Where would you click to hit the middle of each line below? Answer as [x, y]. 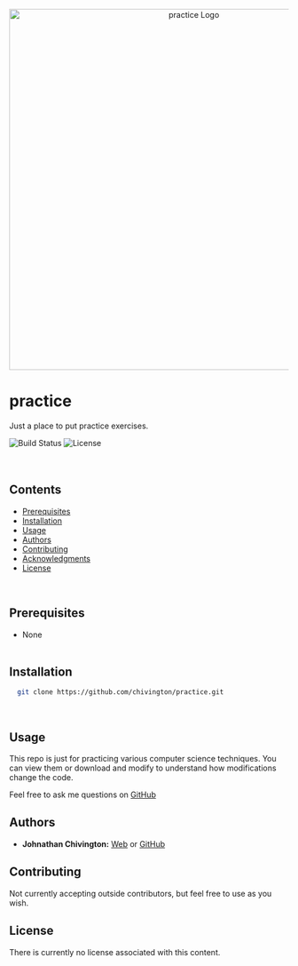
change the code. [41, 778]
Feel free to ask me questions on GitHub [83, 794]
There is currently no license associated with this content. [115, 952]
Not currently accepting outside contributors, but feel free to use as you [141, 893]
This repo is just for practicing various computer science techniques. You [143, 759]
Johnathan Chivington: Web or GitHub [94, 843]
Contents [35, 490]
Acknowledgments [56, 558]
